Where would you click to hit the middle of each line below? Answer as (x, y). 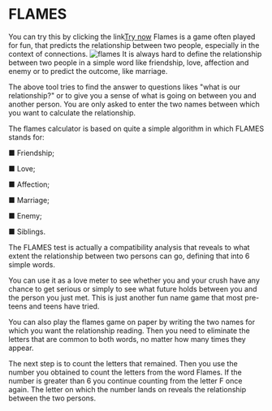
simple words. (32, 264)
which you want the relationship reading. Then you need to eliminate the (129, 331)
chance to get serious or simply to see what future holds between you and (133, 288)
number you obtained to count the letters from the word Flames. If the (125, 372)
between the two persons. (52, 398)
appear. (21, 348)
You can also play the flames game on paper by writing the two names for (132, 322)
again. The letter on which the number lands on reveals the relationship (127, 389)
